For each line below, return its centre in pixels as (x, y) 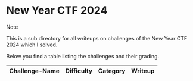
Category (112, 71)
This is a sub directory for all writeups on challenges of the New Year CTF (97, 38)
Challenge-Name (34, 71)
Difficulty (79, 71)
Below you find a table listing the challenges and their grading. (83, 56)
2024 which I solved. (32, 45)
